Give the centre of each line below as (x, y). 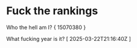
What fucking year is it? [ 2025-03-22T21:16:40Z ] (69, 39)
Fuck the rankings (52, 11)
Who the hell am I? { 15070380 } (46, 27)
